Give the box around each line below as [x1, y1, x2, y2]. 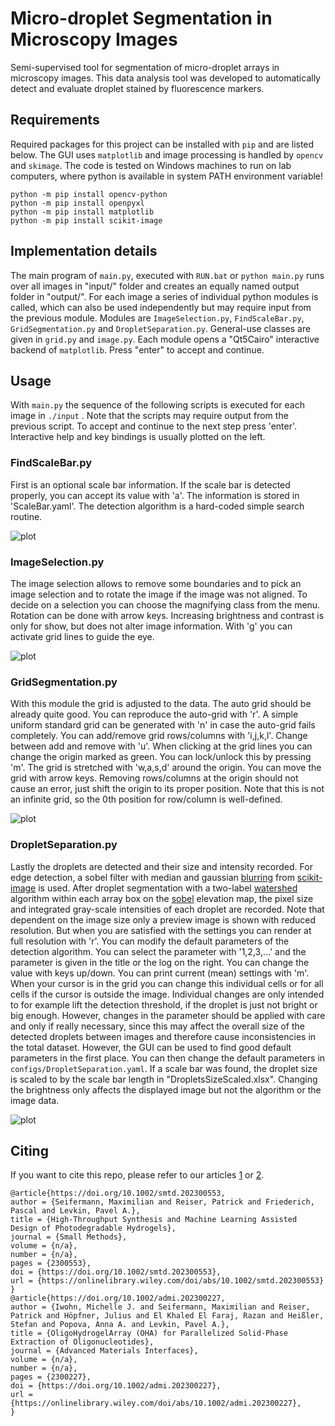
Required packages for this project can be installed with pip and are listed [10, 138, 315, 150]
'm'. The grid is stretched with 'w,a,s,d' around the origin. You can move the [10, 762, 322, 774]
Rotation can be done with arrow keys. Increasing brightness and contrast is [10, 609, 325, 621]
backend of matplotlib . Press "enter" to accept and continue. [10, 343, 265, 356]
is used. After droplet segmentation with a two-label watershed [38, 882, 298, 894]
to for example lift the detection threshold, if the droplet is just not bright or [10, 998, 318, 1011]
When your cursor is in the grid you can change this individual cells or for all [10, 977, 324, 989]
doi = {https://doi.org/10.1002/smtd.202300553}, [10, 1267, 222, 1277]
